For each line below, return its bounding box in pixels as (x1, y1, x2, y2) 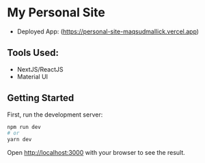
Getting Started (7, 92, 74, 104)
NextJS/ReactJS (16, 65, 64, 73)
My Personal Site (7, 5, 106, 20)
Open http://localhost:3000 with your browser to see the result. (7, 149, 186, 157)
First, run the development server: (7, 110, 103, 119)
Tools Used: (7, 47, 59, 59)
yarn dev (7, 136, 32, 143)
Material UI (16, 72, 49, 80)
